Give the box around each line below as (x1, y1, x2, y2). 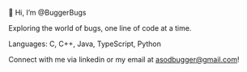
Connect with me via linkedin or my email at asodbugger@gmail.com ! (8, 55, 240, 64)
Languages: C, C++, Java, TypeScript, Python (8, 39, 162, 49)
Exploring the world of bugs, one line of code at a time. (8, 23, 192, 32)
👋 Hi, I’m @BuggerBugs (8, 8, 87, 17)
